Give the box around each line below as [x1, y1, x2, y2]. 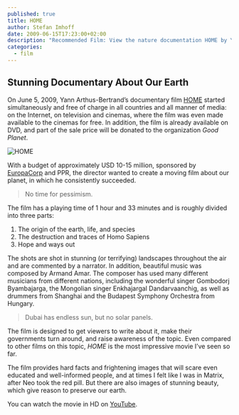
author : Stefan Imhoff [7, 23, 75, 31]
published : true [7, 10, 55, 18]
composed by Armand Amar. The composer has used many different [7, 268, 208, 278]
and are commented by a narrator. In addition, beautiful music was [7, 261, 202, 270]
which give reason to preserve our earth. [7, 386, 127, 394]
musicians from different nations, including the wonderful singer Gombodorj [7, 276, 230, 285]
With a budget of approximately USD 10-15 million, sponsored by [7, 161, 197, 169]
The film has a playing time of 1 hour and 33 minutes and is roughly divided [7, 204, 228, 212]
